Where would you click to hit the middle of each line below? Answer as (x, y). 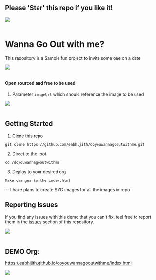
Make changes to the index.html (38, 180)
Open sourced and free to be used (40, 83)
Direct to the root (29, 154)
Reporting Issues (31, 205)
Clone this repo (27, 136)
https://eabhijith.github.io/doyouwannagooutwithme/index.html (68, 263)
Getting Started (29, 124)
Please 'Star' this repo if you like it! (59, 8)
